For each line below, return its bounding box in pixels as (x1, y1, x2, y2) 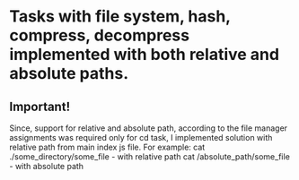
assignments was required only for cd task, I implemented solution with (9, 133, 273, 142)
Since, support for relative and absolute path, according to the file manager (9, 123, 288, 133)
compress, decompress (9, 25, 190, 46)
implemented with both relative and (9, 45, 280, 64)
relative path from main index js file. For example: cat (9, 141, 206, 152)
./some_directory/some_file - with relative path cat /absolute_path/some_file (9, 151, 290, 162)
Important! (9, 99, 70, 114)
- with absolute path (9, 161, 84, 171)
